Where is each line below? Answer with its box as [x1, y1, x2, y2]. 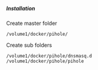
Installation [6, 5, 35, 12]
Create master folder [6, 20, 57, 27]
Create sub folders [6, 42, 53, 49]
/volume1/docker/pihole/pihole [6, 58, 84, 64]
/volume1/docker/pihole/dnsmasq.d [6, 53, 93, 59]
